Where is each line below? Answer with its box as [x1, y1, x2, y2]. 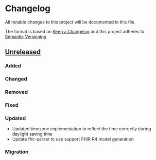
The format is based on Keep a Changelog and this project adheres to [5, 28, 145, 34]
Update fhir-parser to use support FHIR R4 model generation [12, 136, 134, 142]
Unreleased [5, 48, 41, 56]
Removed [5, 89, 28, 96]
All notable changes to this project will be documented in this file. [5, 19, 136, 25]
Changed [5, 76, 28, 82]
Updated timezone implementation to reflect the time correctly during [12, 126, 152, 132]
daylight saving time [12, 131, 52, 137]
